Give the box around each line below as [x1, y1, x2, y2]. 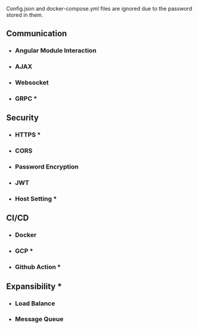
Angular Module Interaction [14, 46, 97, 55]
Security [6, 113, 39, 123]
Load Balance [14, 299, 55, 308]
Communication [6, 29, 67, 39]
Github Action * [14, 263, 61, 271]
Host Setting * [14, 195, 57, 203]
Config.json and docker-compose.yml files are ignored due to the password [6, 5, 193, 12]
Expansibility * [6, 281, 62, 291]
